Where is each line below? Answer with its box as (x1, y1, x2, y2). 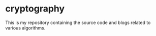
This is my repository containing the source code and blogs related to (5, 19, 151, 25)
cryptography (5, 3, 65, 14)
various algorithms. (5, 24, 46, 30)
